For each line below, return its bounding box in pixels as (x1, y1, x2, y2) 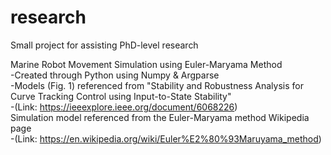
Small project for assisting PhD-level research (10, 39, 199, 51)
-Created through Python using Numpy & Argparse (10, 69, 220, 81)
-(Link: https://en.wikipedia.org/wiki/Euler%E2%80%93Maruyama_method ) (10, 132, 322, 145)
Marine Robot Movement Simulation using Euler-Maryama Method (10, 58, 283, 70)
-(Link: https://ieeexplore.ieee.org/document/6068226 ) (10, 101, 238, 113)
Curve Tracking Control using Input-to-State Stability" (10, 90, 232, 102)
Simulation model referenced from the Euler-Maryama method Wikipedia (10, 111, 310, 123)
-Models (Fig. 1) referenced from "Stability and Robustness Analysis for (10, 79, 304, 91)
